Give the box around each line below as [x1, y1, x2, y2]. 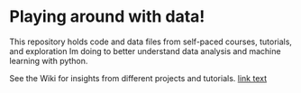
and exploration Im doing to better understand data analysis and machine [9, 45, 281, 56]
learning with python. [9, 55, 88, 66]
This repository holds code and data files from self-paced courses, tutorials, [9, 36, 293, 47]
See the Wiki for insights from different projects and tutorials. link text [9, 72, 268, 83]
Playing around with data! [9, 6, 205, 27]
